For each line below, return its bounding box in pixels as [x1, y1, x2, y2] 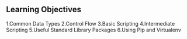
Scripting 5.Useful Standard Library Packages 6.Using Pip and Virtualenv [6, 26, 181, 33]
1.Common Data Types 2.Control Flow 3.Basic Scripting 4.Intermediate [6, 20, 175, 27]
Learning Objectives [6, 5, 82, 15]
